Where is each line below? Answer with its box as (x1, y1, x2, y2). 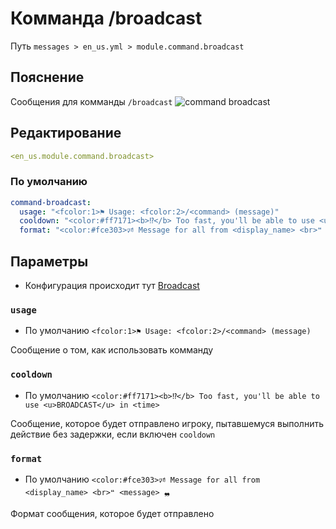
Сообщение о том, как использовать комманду (10, 344, 214, 356)
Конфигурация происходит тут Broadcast (24, 280, 200, 292)
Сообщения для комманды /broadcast (10, 95, 173, 107)
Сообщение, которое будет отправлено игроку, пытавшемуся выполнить (10, 417, 324, 429)
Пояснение (10, 69, 85, 86)
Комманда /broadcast (10, 7, 203, 30)
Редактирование (10, 125, 122, 142)
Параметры (10, 253, 89, 270)
